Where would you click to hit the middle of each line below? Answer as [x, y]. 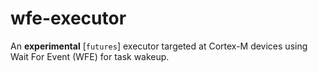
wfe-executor [68, 18]
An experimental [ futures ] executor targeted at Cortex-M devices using [159, 46]
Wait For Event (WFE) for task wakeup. [90, 56]
